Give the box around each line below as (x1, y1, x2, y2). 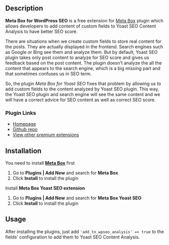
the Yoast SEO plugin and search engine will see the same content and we (5, 91, 161, 97)
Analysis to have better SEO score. (5, 28, 78, 35)
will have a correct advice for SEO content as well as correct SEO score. (5, 97, 156, 103)
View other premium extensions (12, 132, 80, 138)
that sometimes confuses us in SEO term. (5, 71, 92, 77)
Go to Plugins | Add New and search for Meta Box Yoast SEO (12, 195, 142, 201)
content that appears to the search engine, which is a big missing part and (5, 65, 161, 71)
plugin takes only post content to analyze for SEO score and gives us (5, 54, 150, 60)
